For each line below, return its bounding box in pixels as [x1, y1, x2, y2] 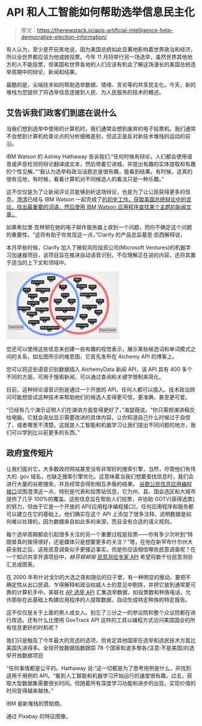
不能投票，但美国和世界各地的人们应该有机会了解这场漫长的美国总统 [22, 61, 191, 68]
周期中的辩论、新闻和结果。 [11, 68, 80, 75]
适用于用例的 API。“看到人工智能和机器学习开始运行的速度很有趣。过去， [6, 672, 188, 679]
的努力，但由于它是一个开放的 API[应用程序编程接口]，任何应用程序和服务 [6, 503, 189, 510]
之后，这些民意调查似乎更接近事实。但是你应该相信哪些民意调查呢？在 [22, 546, 196, 553]
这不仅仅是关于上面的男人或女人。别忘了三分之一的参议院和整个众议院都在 [6, 609, 191, 616]
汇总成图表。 [6, 561, 38, 568]
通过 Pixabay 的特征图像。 [6, 712, 71, 719]
